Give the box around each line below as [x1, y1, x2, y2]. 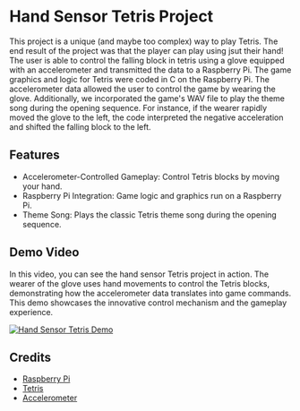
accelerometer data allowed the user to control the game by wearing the [9, 83, 276, 94]
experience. [9, 306, 54, 317]
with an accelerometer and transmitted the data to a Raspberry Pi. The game [9, 64, 292, 75]
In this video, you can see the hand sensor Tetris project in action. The [9, 269, 270, 279]
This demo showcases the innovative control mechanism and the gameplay [9, 297, 287, 308]
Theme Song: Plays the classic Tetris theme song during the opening [21, 209, 278, 220]
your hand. [21, 181, 63, 192]
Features [9, 148, 60, 163]
